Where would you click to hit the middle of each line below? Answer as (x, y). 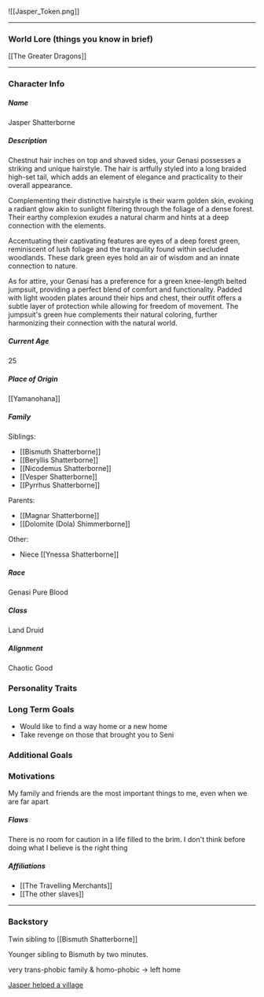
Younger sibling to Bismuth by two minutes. (78, 954)
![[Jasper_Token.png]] (44, 11)
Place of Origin (33, 379)
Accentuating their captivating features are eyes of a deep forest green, (124, 241)
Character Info (37, 84)
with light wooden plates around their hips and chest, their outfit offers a (125, 298)
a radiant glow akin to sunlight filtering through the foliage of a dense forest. (131, 209)
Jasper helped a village (46, 984)
